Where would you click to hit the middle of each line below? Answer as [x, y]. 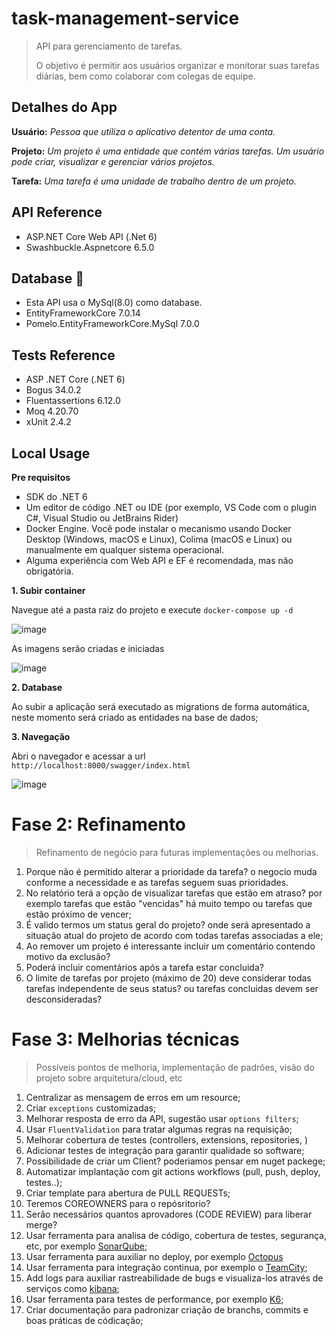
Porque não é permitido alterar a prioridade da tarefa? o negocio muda [171, 871]
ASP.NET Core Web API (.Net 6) [91, 236]
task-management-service [125, 18]
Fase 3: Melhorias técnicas [125, 1039]
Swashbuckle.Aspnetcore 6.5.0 [90, 247]
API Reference [57, 212]
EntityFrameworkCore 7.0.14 [83, 313]
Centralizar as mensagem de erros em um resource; [133, 1097]
